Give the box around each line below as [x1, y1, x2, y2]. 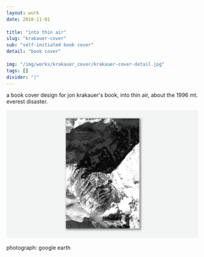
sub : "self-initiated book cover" [6, 42, 94, 48]
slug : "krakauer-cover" [6, 35, 67, 42]
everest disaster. [6, 98, 48, 105]
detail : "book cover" [6, 49, 62, 55]
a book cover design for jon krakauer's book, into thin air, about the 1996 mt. [6, 91, 198, 99]
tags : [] [6, 68, 29, 74]
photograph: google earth [6, 244, 71, 252]
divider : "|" [6, 74, 40, 80]
